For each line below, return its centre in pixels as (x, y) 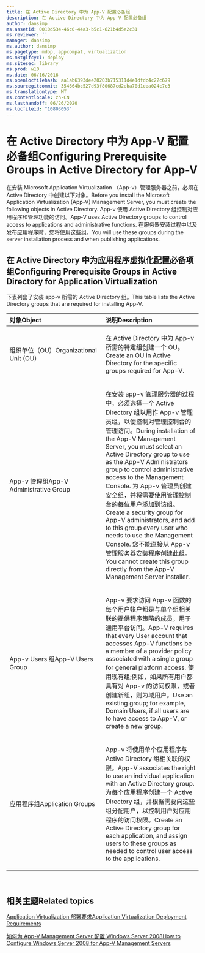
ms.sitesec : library (33, 63)
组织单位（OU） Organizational (53, 351)
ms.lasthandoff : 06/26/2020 (42, 103)
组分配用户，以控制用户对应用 (149, 811)
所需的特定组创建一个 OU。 (145, 347)
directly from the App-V (140, 569)
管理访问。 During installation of (151, 431)
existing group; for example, (146, 704)
